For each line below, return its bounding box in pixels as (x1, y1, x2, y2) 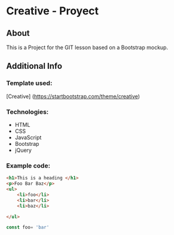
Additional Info (6, 61, 63, 71)
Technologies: (6, 108, 49, 116)
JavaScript (14, 133, 42, 141)
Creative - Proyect (6, 4, 99, 18)
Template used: (6, 79, 53, 87)
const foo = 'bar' (6, 224, 50, 231)
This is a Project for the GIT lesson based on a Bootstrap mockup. (6, 44, 169, 51)
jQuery (14, 147, 32, 154)
